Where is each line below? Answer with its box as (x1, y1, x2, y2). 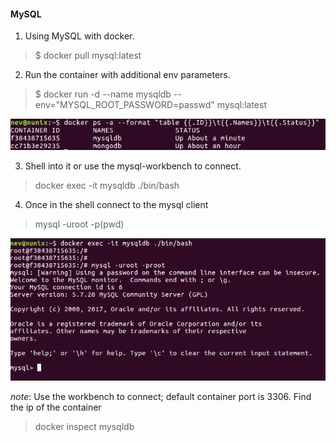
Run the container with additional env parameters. (24, 69, 231, 81)
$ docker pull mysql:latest (34, 50, 142, 62)
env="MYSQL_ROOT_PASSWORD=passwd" (34, 99, 215, 111)
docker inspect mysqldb (34, 421, 135, 433)
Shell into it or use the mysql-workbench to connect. (24, 160, 242, 172)
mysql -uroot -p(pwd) (34, 218, 125, 230)
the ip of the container (10, 401, 102, 414)
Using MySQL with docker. (24, 30, 135, 42)
